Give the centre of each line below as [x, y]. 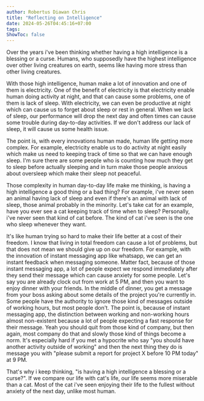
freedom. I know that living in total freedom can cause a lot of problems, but [102, 243]
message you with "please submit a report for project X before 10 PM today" [102, 353]
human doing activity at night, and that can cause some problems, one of [98, 97]
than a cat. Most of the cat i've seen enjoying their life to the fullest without [100, 385]
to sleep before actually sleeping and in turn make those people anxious [97, 167]
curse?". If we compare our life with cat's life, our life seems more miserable [102, 378]
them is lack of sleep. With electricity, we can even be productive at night [99, 103]
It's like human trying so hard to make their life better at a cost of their [94, 236]
